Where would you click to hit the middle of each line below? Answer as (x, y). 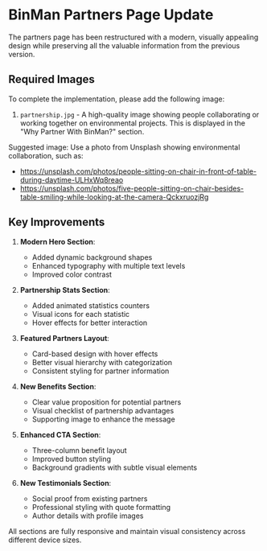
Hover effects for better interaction (90, 323)
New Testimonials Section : (66, 483)
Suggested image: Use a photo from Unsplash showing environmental (124, 147)
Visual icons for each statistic (81, 314)
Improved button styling (71, 458)
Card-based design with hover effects (95, 354)
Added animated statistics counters (91, 305)
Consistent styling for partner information (101, 371)
